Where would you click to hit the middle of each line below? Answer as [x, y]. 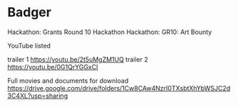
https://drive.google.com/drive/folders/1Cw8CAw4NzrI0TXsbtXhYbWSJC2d [119, 88]
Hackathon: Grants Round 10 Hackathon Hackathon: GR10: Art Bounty [110, 32]
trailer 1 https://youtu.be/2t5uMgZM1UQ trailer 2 [78, 59]
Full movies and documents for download [68, 80]
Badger [30, 12]
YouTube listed [29, 45]
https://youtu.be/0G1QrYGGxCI [53, 67]
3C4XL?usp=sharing [38, 96]
